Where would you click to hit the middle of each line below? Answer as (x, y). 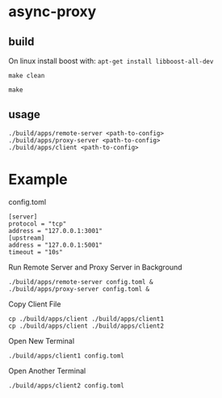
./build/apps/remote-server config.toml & (81, 282)
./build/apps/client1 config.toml (67, 356)
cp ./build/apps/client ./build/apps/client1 (86, 319)
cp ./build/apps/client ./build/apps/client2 (86, 326)
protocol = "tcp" (38, 224)
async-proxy (52, 12)
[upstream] (27, 238)
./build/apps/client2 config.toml (67, 385)
